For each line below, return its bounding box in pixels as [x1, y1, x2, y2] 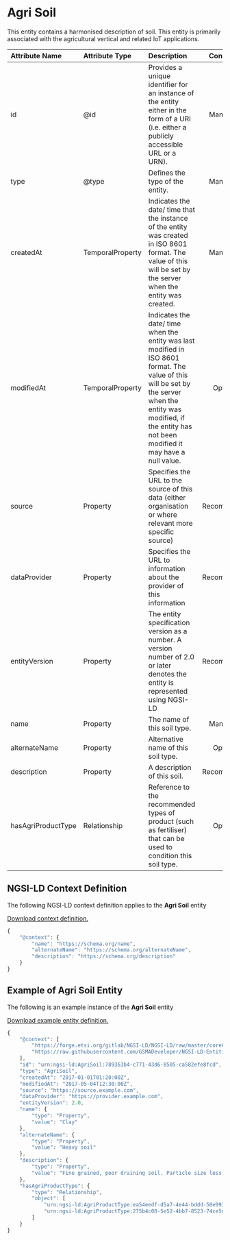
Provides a [148, 62, 183, 72]
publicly [148, 131, 174, 141]
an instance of [148, 88, 194, 97]
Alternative [148, 734, 183, 744]
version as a [148, 626, 188, 635]
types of [148, 807, 176, 817]
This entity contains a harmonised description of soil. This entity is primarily [7, 27, 221, 36]
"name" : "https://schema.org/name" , [31, 940, 136, 947]
